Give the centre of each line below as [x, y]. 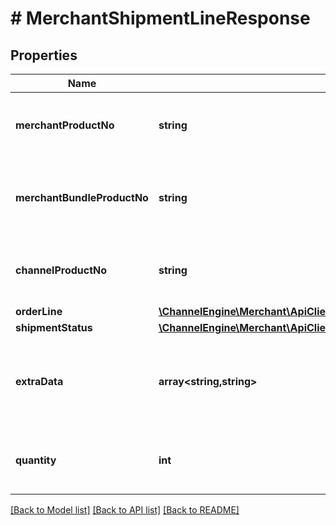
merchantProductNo [65, 125]
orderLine [39, 311]
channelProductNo [61, 270]
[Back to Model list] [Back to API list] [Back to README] [125, 510]
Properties [44, 55]
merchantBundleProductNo [82, 197]
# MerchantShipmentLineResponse [160, 18]
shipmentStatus [54, 327]
